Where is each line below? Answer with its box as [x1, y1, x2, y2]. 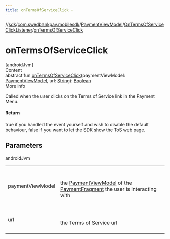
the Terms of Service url [60, 219, 118, 226]
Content [5, 67, 22, 73]
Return [5, 110, 20, 116]
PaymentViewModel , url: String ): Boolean [5, 77, 91, 84]
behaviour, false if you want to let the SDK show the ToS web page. [5, 127, 146, 133]
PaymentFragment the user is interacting [60, 185, 157, 192]
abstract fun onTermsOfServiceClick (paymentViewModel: [5, 72, 125, 78]
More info [5, 83, 26, 89]
